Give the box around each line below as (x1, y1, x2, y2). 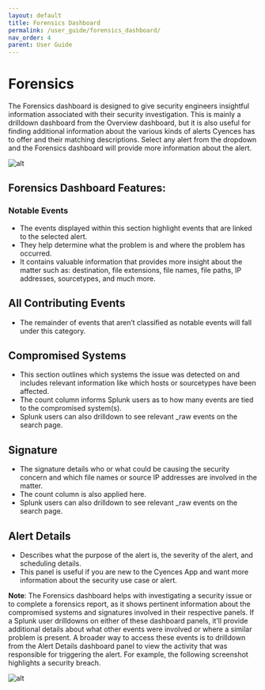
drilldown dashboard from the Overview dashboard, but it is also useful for (8, 118, 252, 127)
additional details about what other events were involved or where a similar (8, 624, 252, 634)
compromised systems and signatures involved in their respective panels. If (8, 608, 255, 617)
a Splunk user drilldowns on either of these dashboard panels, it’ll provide (8, 616, 248, 625)
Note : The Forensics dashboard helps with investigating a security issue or (8, 591, 252, 600)
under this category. (19, 326, 86, 336)
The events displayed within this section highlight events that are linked (19, 223, 252, 233)
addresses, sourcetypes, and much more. (19, 274, 156, 283)
